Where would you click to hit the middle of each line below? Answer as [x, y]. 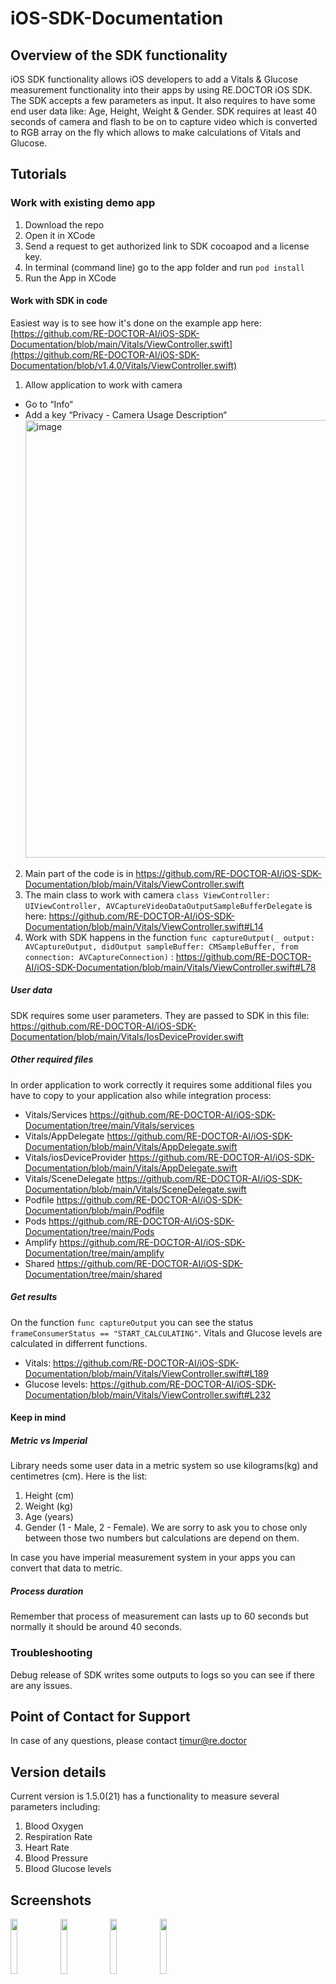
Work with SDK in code [59, 301]
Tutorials [38, 174]
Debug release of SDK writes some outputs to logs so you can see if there [163, 1674]
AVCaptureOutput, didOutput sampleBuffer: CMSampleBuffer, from [161, 947]
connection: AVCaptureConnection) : [99, 956]
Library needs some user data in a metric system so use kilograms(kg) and [164, 1466]
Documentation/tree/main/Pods [89, 1231]
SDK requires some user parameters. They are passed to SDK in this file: [160, 1015]
